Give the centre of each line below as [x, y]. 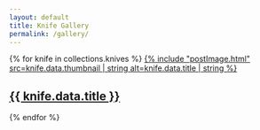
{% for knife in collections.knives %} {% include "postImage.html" [130, 59]
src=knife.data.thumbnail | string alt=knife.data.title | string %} [123, 68]
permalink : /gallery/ [49, 34]
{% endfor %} [35, 118]
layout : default [39, 17]
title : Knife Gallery [49, 26]
